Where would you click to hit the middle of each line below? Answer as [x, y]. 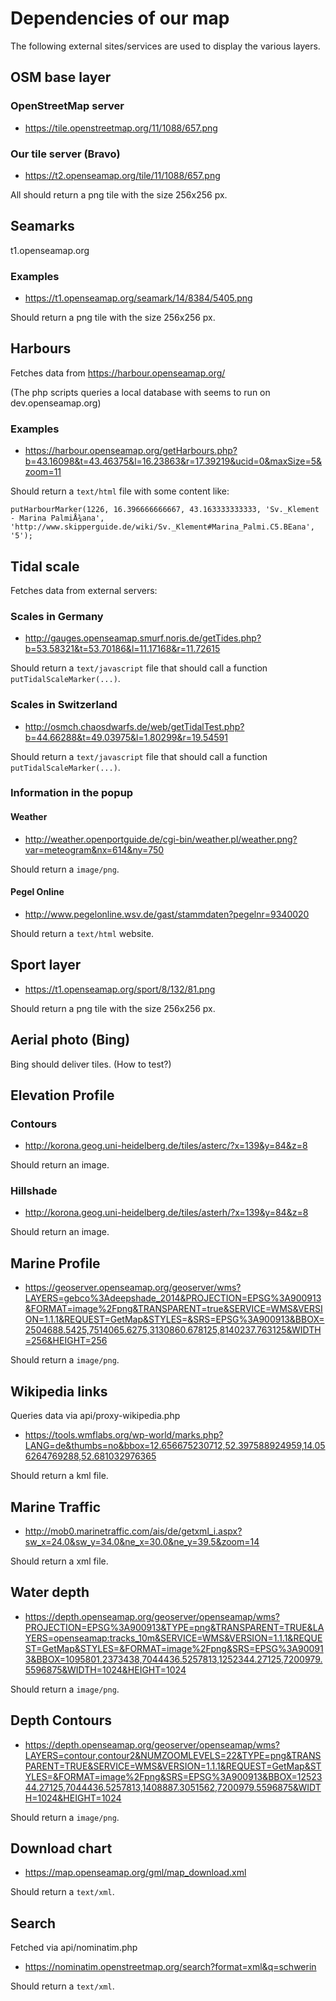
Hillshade [34, 1191]
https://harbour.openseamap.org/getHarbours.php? [131, 451]
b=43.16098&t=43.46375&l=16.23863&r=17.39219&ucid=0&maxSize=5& [173, 461]
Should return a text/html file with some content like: [120, 491]
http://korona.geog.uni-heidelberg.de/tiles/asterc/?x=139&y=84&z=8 [166, 1146]
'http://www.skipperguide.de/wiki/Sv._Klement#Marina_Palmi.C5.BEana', [162, 527]
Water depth [50, 1592]
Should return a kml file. [59, 1476]
